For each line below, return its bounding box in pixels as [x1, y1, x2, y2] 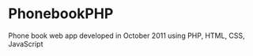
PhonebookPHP [8, 5, 114, 23]
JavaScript [8, 39, 43, 48]
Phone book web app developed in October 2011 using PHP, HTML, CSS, [8, 31, 245, 40]
